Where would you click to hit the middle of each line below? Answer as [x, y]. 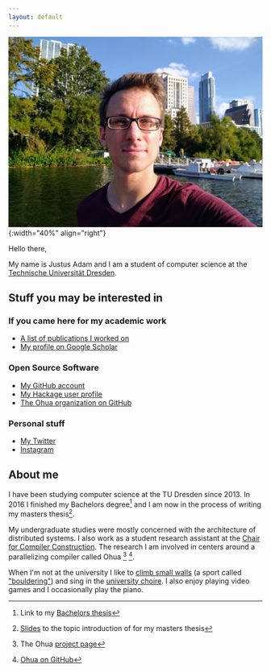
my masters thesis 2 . [42, 513]
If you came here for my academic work [88, 321]
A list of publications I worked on [75, 338]
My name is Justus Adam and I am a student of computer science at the [128, 264]
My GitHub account [52, 385]
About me [33, 475]
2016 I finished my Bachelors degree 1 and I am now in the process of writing [135, 504]
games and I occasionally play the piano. [76, 589]
